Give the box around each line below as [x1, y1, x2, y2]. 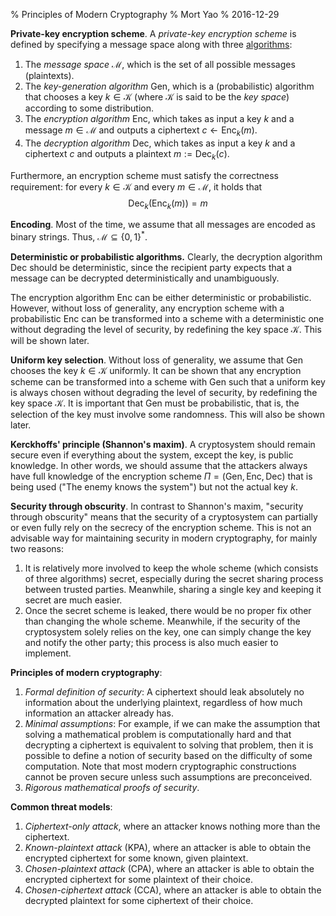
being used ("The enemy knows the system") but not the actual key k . [10, 481, 298, 493]
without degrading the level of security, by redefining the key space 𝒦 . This [10, 324, 322, 336]
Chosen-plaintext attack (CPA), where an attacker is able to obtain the [24, 863, 315, 875]
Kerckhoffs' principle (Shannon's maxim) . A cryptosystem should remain [10, 439, 316, 451]
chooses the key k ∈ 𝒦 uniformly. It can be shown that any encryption [10, 365, 302, 377]
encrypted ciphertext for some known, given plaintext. [24, 852, 249, 864]
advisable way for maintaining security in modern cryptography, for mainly [10, 532, 318, 544]
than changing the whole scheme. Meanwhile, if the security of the [24, 615, 301, 628]
